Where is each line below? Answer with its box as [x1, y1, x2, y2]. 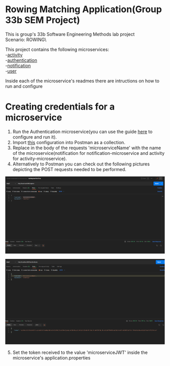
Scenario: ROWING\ [5, 37, 47, 43]
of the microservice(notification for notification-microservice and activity [12, 150, 165, 156]
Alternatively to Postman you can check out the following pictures [12, 161, 150, 167]
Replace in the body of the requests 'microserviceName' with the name [12, 145, 161, 151]
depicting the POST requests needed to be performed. [12, 166, 126, 172]
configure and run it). [12, 134, 57, 140]
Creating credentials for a [5, 101, 115, 113]
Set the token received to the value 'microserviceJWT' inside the [12, 349, 148, 356]
